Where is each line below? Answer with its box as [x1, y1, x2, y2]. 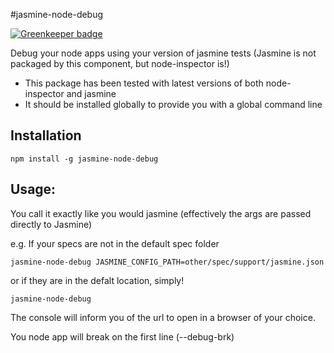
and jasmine [66, 88, 117, 99]
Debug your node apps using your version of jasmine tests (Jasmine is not [10, 47, 317, 59]
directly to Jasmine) [10, 218, 93, 230]
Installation [10, 127, 82, 144]
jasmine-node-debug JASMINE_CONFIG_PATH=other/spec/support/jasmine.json [10, 257, 325, 267]
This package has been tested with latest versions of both [24, 77, 264, 89]
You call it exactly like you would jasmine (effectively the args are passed [10, 207, 312, 219]
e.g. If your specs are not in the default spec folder [10, 237, 220, 249]
